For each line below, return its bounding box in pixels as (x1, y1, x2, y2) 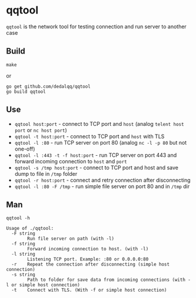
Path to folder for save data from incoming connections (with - (27, 277, 191, 283)
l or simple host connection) (6, 282, 81, 288)
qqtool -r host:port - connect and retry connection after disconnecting (14, 176, 191, 183)
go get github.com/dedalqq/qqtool (6, 83, 91, 89)
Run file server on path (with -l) (27, 236, 115, 242)
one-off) (14, 145, 35, 152)
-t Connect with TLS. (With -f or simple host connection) (11, 287, 167, 293)
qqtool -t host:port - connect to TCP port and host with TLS (14, 133, 165, 140)
